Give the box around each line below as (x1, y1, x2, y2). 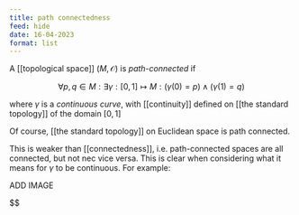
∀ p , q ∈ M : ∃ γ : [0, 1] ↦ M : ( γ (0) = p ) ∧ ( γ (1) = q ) (58, 81, 245, 92)
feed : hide (9, 22, 50, 31)
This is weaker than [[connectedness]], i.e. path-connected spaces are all (9, 144, 284, 154)
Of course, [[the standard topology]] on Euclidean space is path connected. (9, 126, 291, 136)
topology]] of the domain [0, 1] (9, 108, 122, 119)
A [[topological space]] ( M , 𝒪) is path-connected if (9, 63, 196, 74)
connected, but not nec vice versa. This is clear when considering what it (9, 153, 282, 164)
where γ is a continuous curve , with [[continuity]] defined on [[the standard (9, 98, 289, 109)
